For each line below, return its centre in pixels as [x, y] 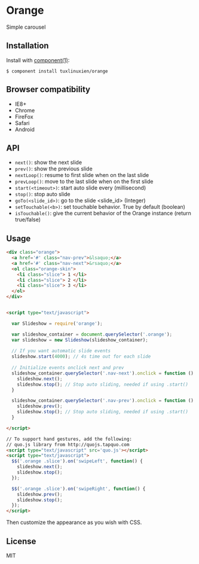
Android [25, 129]
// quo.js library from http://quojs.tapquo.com [68, 444]
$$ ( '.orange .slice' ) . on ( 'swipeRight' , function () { [79, 489]
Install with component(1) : [38, 60]
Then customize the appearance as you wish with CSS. [74, 522]
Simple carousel [26, 27]
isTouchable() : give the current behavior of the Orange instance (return [103, 214]
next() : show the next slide [48, 163]
